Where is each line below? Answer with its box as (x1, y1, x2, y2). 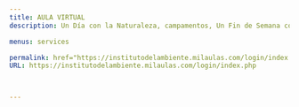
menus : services (9, 37, 69, 46)
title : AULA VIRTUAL (9, 12, 86, 22)
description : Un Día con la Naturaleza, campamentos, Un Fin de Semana (9, 21, 280, 30)
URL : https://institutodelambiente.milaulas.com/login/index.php (9, 61, 256, 71)
